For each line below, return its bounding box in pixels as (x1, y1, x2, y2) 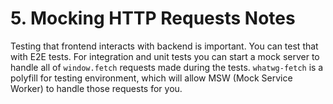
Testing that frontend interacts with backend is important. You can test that (10, 40, 319, 52)
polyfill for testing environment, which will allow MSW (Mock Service (10, 72, 293, 84)
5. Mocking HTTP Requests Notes (10, 7, 296, 30)
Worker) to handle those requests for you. (10, 82, 183, 94)
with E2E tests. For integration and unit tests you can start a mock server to (10, 50, 320, 62)
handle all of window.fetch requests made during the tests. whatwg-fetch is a (10, 61, 324, 73)
